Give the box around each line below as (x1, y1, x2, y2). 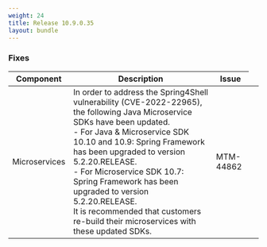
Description (118, 73, 164, 84)
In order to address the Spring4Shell (72, 87, 209, 98)
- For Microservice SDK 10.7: (72, 166, 184, 177)
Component (15, 73, 62, 84)
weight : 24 (8, 11, 44, 20)
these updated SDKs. (72, 226, 153, 237)
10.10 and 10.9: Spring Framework (72, 136, 205, 147)
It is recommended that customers (72, 206, 201, 217)
